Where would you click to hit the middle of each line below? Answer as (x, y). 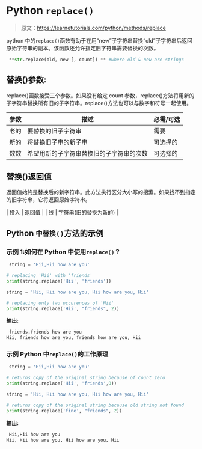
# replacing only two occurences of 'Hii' (60, 303)
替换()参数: (26, 80)
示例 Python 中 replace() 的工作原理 (57, 354)
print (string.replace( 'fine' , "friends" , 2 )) (64, 411)
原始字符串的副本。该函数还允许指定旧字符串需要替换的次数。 (83, 48)
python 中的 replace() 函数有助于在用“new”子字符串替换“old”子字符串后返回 (99, 40)
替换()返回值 (29, 177)
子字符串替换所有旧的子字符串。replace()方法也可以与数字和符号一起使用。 (99, 103)
